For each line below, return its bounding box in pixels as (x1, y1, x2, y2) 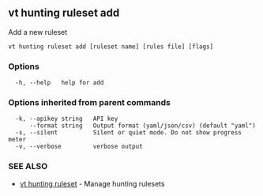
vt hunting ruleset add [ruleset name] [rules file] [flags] (8, 43, 214, 51)
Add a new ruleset (8, 27, 68, 36)
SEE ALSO (8, 161, 48, 172)
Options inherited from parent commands (8, 97, 171, 108)
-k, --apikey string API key (15, 115, 118, 123)
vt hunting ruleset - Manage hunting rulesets (19, 179, 165, 188)
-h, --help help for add (15, 79, 104, 87)
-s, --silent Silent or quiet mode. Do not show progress (15, 129, 242, 137)
